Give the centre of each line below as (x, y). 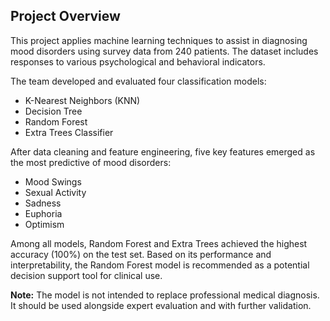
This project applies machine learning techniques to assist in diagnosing (159, 40)
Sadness (43, 203)
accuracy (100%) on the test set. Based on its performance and (141, 254)
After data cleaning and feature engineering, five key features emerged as (163, 151)
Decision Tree (53, 111)
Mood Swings (53, 181)
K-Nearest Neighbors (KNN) (82, 100)
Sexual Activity (55, 192)
